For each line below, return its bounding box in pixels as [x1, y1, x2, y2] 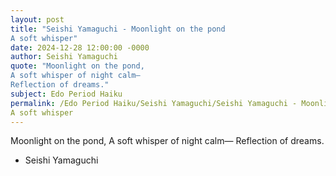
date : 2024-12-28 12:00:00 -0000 [10, 42, 150, 53]
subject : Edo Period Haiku [10, 89, 123, 99]
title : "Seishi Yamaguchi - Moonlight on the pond [10, 24, 226, 34]
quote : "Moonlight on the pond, [10, 61, 145, 71]
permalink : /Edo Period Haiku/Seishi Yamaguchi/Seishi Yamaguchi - [10, 98, 298, 108]
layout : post [10, 14, 65, 25]
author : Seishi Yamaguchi [10, 52, 118, 62]
